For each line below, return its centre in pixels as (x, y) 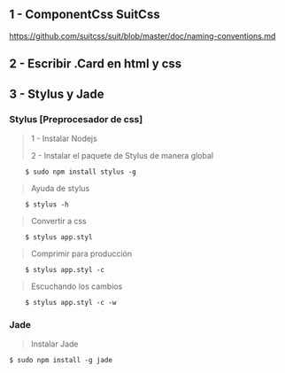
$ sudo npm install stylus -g (81, 172)
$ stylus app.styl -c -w (71, 302)
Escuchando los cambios (77, 286)
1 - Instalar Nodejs (64, 138)
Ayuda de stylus (60, 188)
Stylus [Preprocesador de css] (76, 119)
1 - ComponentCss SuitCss (85, 15)
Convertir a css (58, 221)
